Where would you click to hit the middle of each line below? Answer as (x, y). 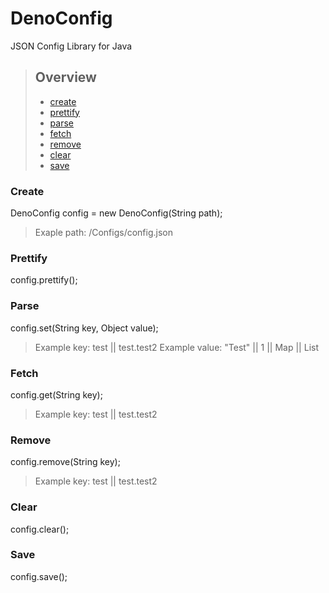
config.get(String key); (56, 394)
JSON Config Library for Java (71, 46)
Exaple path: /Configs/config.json (104, 233)
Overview (65, 77)
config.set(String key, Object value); (84, 328)
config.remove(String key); (65, 462)
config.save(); (39, 576)
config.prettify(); (44, 280)
